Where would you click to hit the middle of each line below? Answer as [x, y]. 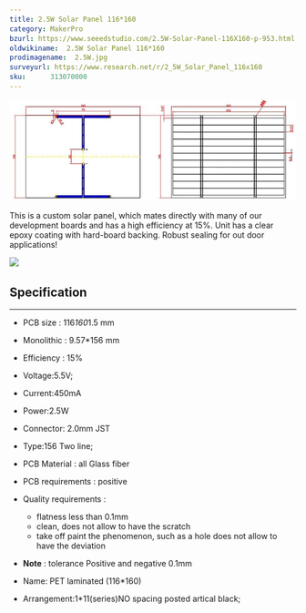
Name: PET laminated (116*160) [82, 581]
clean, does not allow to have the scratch [113, 526]
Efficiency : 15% [53, 358]
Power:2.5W [46, 411]
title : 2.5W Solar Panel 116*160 [73, 19]
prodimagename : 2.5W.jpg [58, 58]
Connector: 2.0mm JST [66, 429]
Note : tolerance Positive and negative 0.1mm [107, 564]
